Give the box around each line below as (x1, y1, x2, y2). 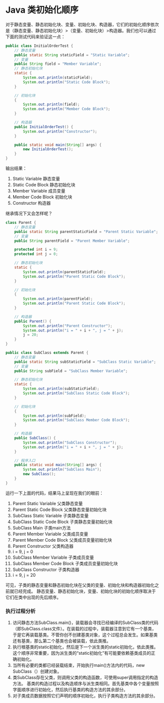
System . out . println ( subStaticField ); (23, 386, 99, 391)
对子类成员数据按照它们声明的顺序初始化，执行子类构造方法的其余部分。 (12, 693, 158, 699)
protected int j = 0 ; (14, 252, 58, 256)
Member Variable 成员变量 (12, 188, 66, 194)
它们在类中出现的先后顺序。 (5, 594, 61, 600)
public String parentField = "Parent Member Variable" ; (14, 238, 130, 243)
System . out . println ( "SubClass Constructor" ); (23, 440, 117, 445)
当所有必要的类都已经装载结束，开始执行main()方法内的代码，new (12, 663, 145, 668)
